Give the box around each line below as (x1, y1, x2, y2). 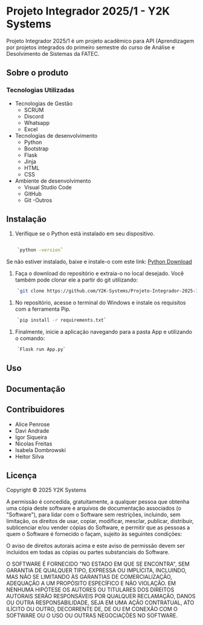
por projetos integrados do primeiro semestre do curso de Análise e (6, 44, 175, 51)
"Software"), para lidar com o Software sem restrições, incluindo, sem (6, 511, 181, 518)
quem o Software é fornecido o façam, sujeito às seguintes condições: (6, 530, 182, 538)
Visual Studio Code (24, 183, 72, 191)
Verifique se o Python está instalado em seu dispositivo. (14, 230, 155, 237)
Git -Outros (24, 196, 53, 204)
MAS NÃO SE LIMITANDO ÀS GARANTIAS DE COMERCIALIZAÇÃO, (6, 573, 172, 581)
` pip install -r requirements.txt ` (17, 317, 107, 323)
